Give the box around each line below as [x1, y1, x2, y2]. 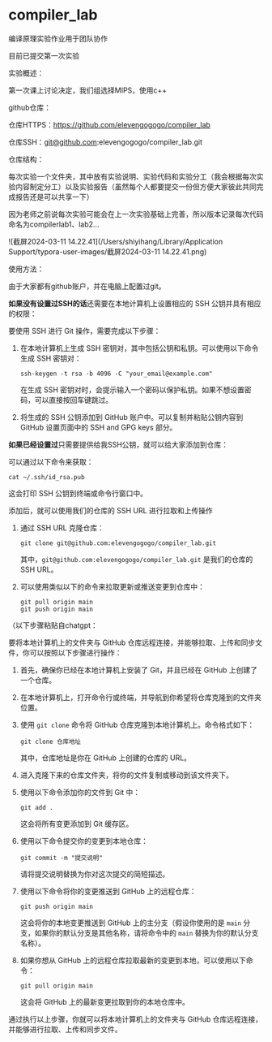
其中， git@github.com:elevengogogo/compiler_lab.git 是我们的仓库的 [19, 554, 253, 564]
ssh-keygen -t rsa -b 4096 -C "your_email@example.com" [19, 370, 213, 378]
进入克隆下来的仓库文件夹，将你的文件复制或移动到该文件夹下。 [19, 770, 233, 780]
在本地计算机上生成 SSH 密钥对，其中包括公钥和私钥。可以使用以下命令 [19, 343, 259, 352]
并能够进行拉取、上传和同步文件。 [8, 1024, 122, 1034]
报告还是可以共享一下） [15, 192, 94, 201]
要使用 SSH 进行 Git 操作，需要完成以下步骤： [8, 326, 161, 335]
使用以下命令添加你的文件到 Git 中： [19, 787, 141, 797]
